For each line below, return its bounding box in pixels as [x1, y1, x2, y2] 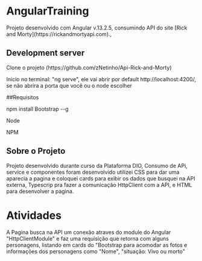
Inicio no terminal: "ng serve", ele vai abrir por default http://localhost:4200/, [6, 75, 197, 82]
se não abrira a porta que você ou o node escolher [6, 82, 133, 89]
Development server [6, 48, 85, 58]
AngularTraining [6, 4, 89, 18]
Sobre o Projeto [6, 146, 66, 156]
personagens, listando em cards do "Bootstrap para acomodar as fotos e [6, 241, 188, 248]
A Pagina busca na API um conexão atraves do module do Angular [6, 229, 171, 236]
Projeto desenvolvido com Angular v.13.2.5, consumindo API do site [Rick [6, 24, 188, 31]
